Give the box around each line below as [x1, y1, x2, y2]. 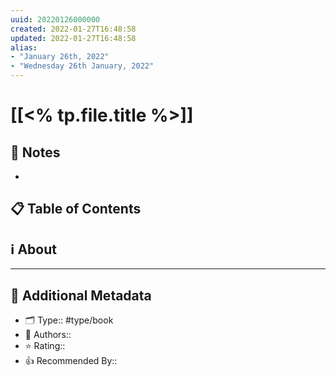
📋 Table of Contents [10, 201, 142, 218]
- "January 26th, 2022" [10, 52, 110, 62]
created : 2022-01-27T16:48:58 [10, 24, 137, 34]
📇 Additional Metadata [10, 287, 152, 304]
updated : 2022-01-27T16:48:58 [10, 33, 137, 43]
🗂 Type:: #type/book [24, 314, 114, 326]
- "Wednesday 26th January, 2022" [10, 61, 155, 71]
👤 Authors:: [24, 329, 72, 341]
